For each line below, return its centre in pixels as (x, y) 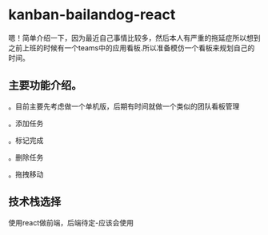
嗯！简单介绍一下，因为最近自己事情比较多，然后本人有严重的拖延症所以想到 (134, 38)
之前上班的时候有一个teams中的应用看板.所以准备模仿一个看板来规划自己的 (132, 48)
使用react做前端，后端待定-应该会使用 (71, 222)
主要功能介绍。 (45, 86)
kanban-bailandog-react (92, 15)
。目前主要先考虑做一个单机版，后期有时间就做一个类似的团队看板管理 (124, 106)
